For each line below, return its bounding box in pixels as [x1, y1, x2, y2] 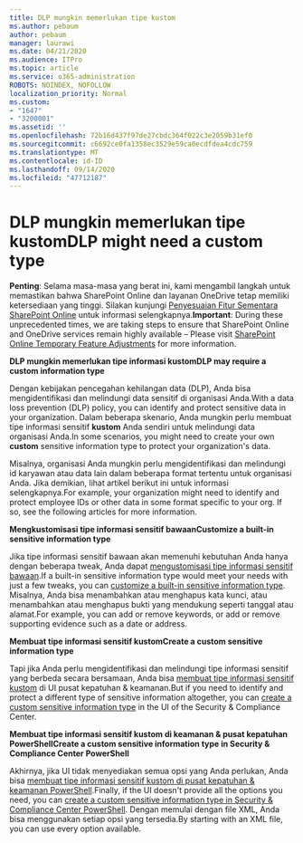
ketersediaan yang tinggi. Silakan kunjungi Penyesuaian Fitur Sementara [9, 300, 279, 311]
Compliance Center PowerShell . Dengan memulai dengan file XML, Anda [9, 804, 280, 815]
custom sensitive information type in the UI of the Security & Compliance [9, 702, 280, 713]
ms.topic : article [9, 64, 79, 73]
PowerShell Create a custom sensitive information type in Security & [9, 739, 270, 750]
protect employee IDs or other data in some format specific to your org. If [9, 497, 283, 508]
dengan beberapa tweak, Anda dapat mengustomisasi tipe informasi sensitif [9, 560, 294, 571]
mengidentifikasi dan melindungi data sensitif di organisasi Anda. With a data [9, 393, 294, 404]
